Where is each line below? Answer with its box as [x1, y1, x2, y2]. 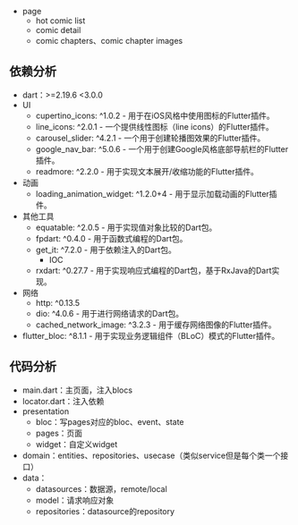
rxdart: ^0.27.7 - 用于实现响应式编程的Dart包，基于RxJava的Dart [35, 265, 272, 275]
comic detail [35, 25, 81, 35]
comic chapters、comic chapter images [35, 36, 183, 46]
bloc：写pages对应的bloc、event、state [35, 416, 185, 427]
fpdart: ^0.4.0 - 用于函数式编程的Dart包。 [35, 233, 188, 243]
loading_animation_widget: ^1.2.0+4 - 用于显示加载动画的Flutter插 [35, 188, 277, 199]
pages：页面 [35, 428, 83, 438]
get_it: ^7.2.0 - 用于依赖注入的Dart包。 [35, 244, 176, 255]
